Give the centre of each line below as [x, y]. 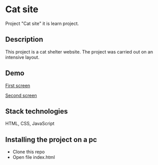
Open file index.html [34, 157]
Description [24, 39]
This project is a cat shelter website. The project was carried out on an [79, 51]
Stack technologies [37, 111]
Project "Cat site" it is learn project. [42, 23]
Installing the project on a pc [51, 139]
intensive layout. [22, 57]
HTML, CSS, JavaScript [30, 124]
